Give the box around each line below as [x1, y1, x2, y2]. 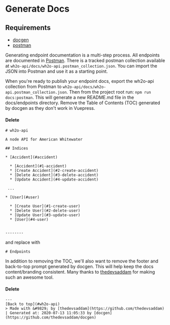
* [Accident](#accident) [5, 155, 58, 160]
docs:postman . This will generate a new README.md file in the [5, 95, 134, 100]
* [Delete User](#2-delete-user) [10, 208, 81, 214]
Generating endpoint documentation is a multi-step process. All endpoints [5, 52, 160, 58]
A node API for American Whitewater [5, 137, 83, 142]
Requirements [5, 23, 51, 32]
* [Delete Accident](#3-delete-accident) [10, 172, 99, 178]
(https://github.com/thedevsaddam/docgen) [5, 315, 96, 320]
